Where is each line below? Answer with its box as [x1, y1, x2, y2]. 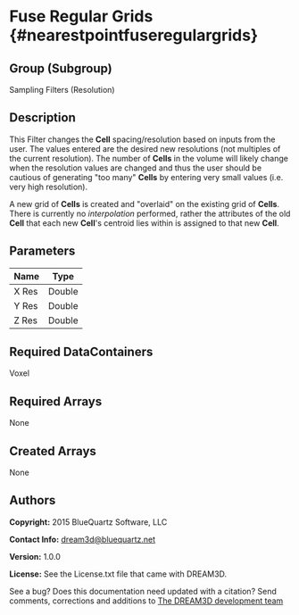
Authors [9, 493, 56, 508]
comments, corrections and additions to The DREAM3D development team [9, 595, 284, 606]
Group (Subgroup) [9, 61, 113, 76]
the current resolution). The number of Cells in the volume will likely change [9, 153, 288, 163]
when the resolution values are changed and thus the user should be [9, 162, 262, 173]
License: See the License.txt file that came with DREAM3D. [9, 569, 228, 579]
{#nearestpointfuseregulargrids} [9, 25, 259, 46]
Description [9, 110, 76, 126]
